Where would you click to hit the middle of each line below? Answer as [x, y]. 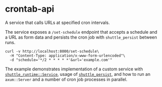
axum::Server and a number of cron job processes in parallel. [66, 79]
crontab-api [30, 9]
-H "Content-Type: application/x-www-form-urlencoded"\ [67, 55]
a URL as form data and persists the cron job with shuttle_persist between [81, 37]
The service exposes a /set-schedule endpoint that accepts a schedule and [81, 32]
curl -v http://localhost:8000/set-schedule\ [52, 51]
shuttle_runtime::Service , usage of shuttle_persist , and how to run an [78, 74]
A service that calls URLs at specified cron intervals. [58, 22]
